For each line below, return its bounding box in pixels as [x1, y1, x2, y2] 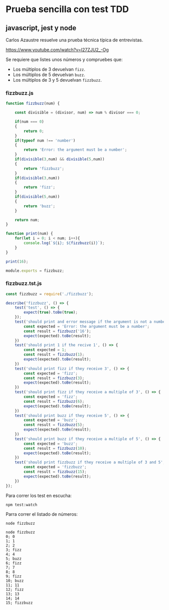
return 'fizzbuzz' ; [24, 166, 65, 171]
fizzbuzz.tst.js [6, 280, 42, 287]
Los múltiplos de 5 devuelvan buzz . [13, 72, 85, 78]
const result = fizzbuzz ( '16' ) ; [24, 329, 92, 334]
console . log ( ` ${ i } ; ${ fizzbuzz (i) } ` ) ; [24, 240, 105, 246]
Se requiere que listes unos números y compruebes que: [6, 56, 123, 63]
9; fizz [6, 574, 22, 579]
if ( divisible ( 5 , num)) [15, 194, 60, 200]
